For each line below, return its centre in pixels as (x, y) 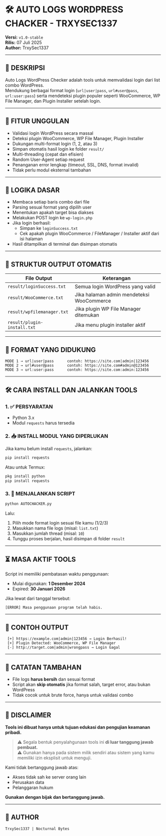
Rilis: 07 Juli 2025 (23, 42)
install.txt (22, 328)
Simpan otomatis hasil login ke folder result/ (58, 149)
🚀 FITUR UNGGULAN (37, 121)
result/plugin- (25, 323)
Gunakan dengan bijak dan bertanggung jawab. (55, 797)
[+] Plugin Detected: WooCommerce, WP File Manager (62, 643)
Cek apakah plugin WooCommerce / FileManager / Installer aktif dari (89, 234)
